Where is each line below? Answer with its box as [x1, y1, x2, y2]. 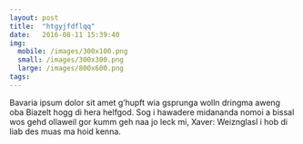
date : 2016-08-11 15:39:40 [9, 30, 120, 39]
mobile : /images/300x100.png [17, 47, 128, 56]
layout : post [9, 13, 59, 23]
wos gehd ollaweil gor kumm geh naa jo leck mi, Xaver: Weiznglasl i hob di [9, 116, 288, 127]
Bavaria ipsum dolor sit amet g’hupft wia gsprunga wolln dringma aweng [9, 97, 280, 108]
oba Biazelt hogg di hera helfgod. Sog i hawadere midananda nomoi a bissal [9, 106, 295, 118]
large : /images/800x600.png [17, 64, 125, 73]
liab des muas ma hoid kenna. [9, 126, 121, 137]
